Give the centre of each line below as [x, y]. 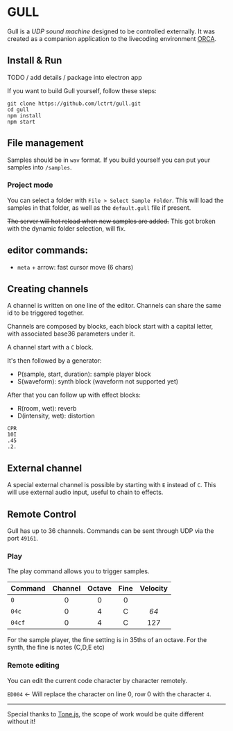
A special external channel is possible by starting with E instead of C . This [112, 485]
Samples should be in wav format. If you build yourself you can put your [109, 160]
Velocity [154, 589]
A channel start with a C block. [50, 347]
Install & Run [35, 61]
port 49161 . [23, 539]
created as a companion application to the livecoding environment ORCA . [112, 38]
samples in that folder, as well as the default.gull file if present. [99, 207]
